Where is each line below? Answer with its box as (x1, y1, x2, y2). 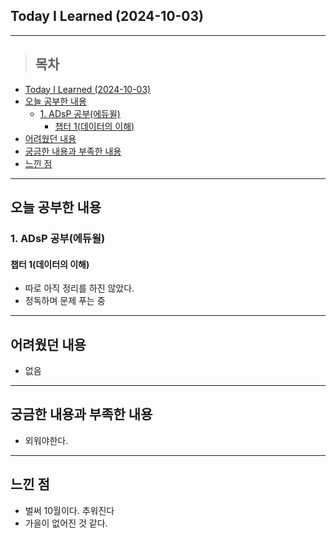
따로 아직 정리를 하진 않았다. (24, 282, 135, 294)
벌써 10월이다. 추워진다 (24, 504, 115, 516)
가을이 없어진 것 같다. (24, 517, 108, 529)
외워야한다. (24, 434, 69, 446)
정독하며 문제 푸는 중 (24, 295, 106, 307)
